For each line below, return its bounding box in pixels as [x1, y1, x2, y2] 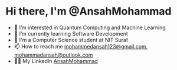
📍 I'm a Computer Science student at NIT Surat [14, 36, 128, 43]
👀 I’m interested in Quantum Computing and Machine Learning [14, 24, 166, 31]
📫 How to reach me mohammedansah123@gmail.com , [14, 43, 148, 50]
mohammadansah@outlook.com [14, 51, 93, 58]
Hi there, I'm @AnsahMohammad [5, 5, 172, 18]
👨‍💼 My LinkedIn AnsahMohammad [14, 57, 98, 64]
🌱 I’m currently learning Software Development [14, 30, 128, 37]
